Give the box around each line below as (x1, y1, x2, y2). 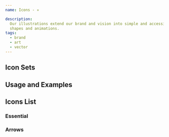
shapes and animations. (10, 26, 59, 31)
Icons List (5, 97, 36, 106)
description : (5, 16, 33, 22)
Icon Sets (5, 63, 35, 72)
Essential (5, 112, 29, 119)
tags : (5, 31, 17, 36)
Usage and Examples (5, 80, 73, 89)
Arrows (5, 126, 24, 133)
